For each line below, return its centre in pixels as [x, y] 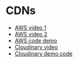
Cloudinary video [36, 47]
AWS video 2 [31, 34]
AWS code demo [36, 40]
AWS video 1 [30, 28]
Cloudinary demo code [43, 53]
